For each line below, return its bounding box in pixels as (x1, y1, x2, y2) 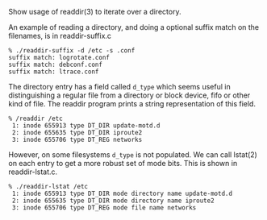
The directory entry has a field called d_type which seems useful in (8, 82, 232, 91)
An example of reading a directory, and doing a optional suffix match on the (8, 23, 260, 31)
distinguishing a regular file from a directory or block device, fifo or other (8, 90, 251, 100)
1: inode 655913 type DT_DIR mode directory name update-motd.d (11, 189, 232, 197)
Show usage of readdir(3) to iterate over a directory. (8, 7, 181, 16)
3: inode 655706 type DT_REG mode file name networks (11, 204, 197, 212)
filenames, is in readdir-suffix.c (8, 31, 111, 40)
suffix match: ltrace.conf (8, 68, 99, 76)
